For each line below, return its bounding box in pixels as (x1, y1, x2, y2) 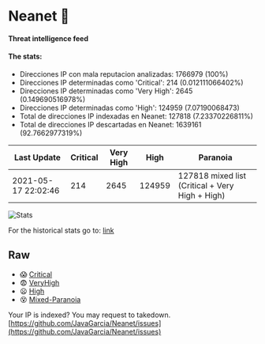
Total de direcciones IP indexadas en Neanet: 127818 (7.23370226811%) (19, 111, 254, 121)
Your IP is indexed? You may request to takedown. (8, 310, 171, 319)
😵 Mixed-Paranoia (19, 294, 81, 304)
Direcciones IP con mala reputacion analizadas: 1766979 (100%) (19, 69, 229, 78)
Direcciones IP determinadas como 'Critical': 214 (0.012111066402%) (19, 77, 244, 87)
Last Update (14, 152, 62, 163)
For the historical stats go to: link (8, 225, 114, 235)
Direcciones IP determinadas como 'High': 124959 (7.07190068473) (19, 103, 241, 112)
